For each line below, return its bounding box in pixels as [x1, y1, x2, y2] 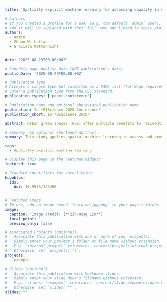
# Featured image [5, 198, 41, 203]
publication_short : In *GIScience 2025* [5, 112, 90, 117]
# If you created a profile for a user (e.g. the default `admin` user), [5, 21, 162, 26]
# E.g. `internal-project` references [5, 244, 90, 249]
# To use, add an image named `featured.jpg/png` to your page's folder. [5, 202, 162, 208]
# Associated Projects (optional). [5, 229, 79, 235]
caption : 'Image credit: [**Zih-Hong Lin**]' [9, 212, 106, 217]
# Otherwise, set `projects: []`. [5, 248, 81, 253]
